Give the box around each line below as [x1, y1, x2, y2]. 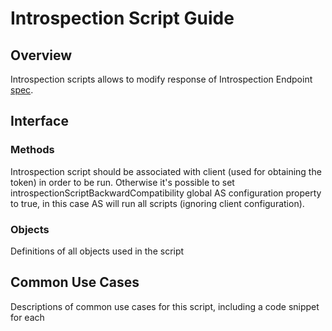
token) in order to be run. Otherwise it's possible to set [10, 176, 235, 188]
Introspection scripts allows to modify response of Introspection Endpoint [10, 73, 313, 85]
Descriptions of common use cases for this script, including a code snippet [10, 300, 320, 312]
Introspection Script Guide [10, 7, 235, 30]
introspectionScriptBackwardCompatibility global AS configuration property [10, 187, 322, 199]
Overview [10, 47, 73, 64]
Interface [10, 113, 69, 130]
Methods [10, 143, 55, 157]
